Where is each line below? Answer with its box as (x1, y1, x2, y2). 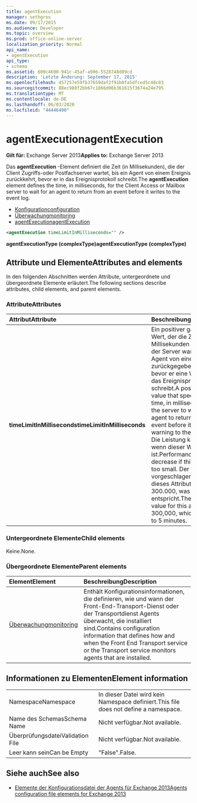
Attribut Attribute (9, 315, 57, 324)
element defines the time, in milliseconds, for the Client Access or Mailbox (6, 182, 185, 189)
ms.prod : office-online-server (6, 36, 83, 42)
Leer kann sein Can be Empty (9, 748, 89, 757)
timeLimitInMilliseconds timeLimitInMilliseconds (9, 421, 145, 429)
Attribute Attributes (6, 300, 62, 308)
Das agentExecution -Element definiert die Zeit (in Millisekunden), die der (6, 163, 185, 171)
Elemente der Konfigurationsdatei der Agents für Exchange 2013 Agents (14, 784, 188, 791)
